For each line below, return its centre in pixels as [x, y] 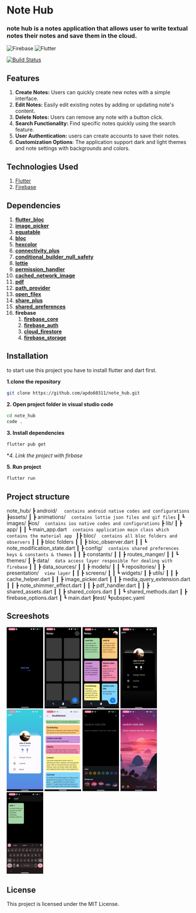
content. [25, 111]
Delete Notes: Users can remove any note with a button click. [89, 117]
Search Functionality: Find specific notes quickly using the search [95, 123]
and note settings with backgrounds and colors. [72, 148]
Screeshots [28, 616]
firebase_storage [45, 338]
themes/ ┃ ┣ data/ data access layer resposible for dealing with [90, 560]
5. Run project [24, 467]
